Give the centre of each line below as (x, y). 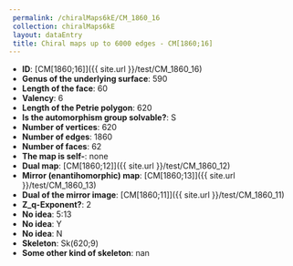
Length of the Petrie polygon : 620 (87, 108)
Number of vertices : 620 (69, 128)
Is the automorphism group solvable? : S (99, 118)
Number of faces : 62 (62, 147)
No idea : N (42, 234)
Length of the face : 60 (65, 88)
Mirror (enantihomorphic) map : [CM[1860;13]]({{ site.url (128, 176)
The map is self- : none (65, 157)
